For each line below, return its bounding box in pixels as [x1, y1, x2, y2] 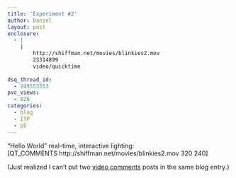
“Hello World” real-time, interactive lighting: [7, 141, 135, 150]
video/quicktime [33, 63, 81, 70]
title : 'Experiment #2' [7, 10, 78, 18]
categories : [7, 102, 43, 109]
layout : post [7, 23, 46, 30]
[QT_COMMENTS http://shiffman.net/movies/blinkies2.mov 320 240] [7, 149, 208, 158]
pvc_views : [7, 89, 40, 96]
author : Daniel [7, 17, 52, 24]
